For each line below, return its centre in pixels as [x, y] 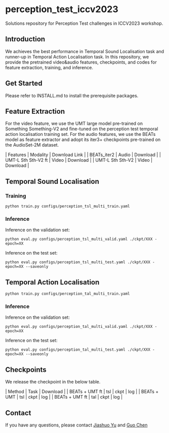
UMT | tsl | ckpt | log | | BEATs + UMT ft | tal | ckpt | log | [64, 397]
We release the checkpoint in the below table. [53, 382]
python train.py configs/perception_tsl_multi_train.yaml [68, 206]
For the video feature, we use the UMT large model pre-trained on [74, 124]
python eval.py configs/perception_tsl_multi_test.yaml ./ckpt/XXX [78, 262]
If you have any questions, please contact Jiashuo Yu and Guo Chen [76, 425]
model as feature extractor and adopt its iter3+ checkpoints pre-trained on [83, 139]
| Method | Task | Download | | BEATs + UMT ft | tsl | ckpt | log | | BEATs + [82, 392]
